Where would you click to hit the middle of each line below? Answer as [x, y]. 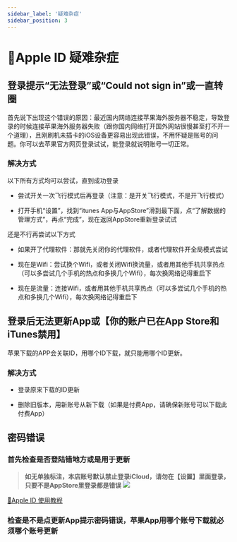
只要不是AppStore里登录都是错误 [73, 485]
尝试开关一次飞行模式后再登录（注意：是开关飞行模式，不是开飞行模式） [122, 195]
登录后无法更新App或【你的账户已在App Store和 [113, 321]
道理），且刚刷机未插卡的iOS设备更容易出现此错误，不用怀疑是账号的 [113, 135]
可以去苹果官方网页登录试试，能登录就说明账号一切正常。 [109, 144]
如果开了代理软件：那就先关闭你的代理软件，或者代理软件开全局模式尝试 [122, 249]
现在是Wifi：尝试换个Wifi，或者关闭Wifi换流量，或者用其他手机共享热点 [121, 264]
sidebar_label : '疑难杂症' [45, 14]
